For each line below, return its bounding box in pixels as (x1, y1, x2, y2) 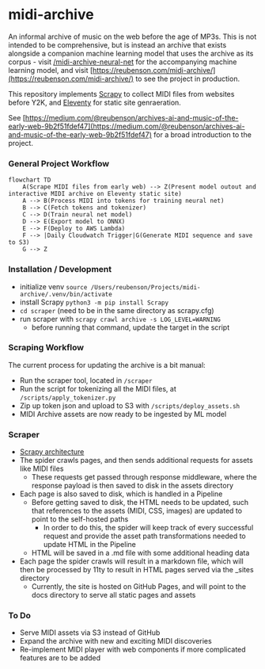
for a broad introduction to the (153, 129, 252, 140)
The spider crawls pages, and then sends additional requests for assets (19, 456, 253, 465)
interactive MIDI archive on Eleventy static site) (8, 190, 182, 198)
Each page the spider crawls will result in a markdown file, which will (19, 556, 244, 566)
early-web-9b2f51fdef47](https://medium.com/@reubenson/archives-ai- (8, 121, 245, 131)
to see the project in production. (135, 74, 240, 83)
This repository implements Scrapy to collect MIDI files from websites (8, 89, 235, 98)
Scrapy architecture (19, 447, 85, 457)
